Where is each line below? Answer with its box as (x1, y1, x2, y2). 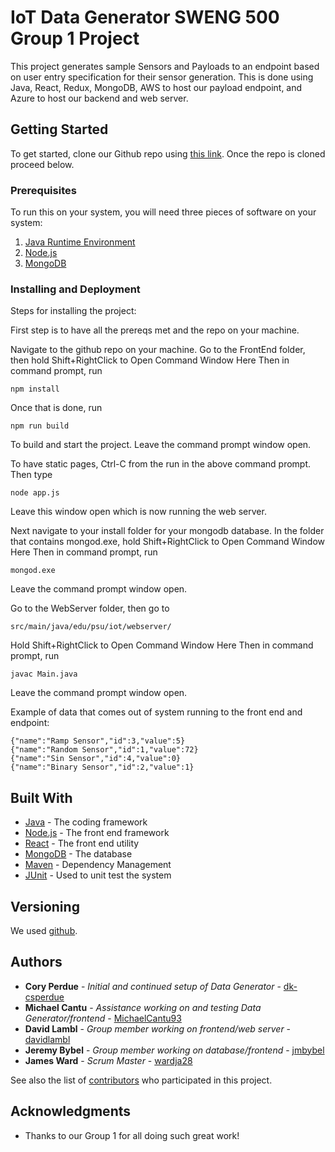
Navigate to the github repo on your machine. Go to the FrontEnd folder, (10, 344, 306, 356)
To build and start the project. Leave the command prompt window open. (10, 439, 312, 451)
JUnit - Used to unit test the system (24, 869, 172, 881)
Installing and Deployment (10, 282, 141, 296)
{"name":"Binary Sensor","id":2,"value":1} (10, 762, 195, 773)
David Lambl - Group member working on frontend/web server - (24, 1022, 292, 1035)
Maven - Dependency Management (24, 859, 172, 871)
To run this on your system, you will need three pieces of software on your (10, 206, 317, 218)
